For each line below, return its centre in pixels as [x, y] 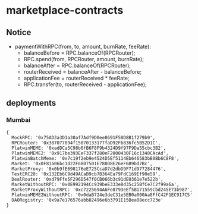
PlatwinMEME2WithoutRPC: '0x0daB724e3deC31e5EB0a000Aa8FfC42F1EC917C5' [102, 195]
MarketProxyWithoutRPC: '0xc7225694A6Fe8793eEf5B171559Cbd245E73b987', [102, 190]
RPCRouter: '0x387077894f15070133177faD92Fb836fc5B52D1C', [86, 143]
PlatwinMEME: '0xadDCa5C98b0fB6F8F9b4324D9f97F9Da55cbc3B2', [89, 148]
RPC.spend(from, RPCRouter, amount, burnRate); [84, 59]
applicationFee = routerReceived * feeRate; [76, 78]
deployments [31, 103]
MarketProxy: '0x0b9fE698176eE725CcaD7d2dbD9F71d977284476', [89, 169]
